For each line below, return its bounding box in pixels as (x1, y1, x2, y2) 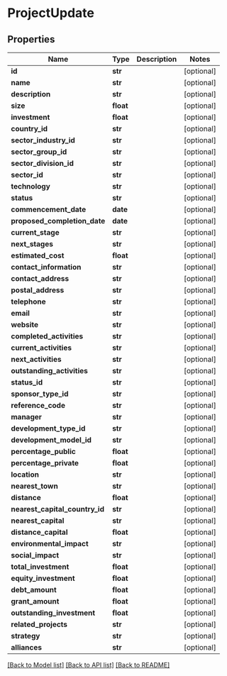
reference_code (11, 401, 66, 410)
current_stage (11, 228, 60, 237)
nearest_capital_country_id (11, 504, 105, 514)
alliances (11, 643, 43, 652)
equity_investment (11, 573, 75, 583)
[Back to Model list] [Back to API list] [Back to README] (7, 661, 170, 669)
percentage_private (11, 458, 79, 467)
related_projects (11, 619, 68, 629)
